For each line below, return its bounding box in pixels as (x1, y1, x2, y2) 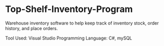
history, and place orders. (5, 25, 58, 31)
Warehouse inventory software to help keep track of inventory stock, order (5, 20, 159, 26)
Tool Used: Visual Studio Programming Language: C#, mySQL (5, 35, 132, 41)
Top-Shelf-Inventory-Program (5, 3, 133, 15)
